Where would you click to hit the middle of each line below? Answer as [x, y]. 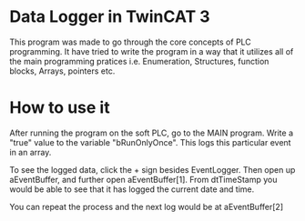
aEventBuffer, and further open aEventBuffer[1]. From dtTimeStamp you [143, 179]
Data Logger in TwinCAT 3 [110, 17]
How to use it [60, 108]
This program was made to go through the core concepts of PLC [131, 42]
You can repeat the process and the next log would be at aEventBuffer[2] [147, 206]
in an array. [30, 152]
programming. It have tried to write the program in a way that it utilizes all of [152, 51]
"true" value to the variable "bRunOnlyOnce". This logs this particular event [150, 142]
